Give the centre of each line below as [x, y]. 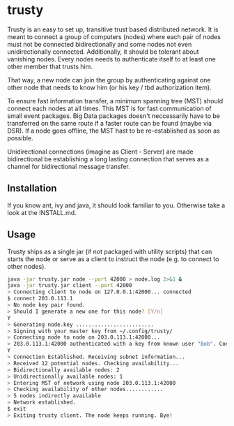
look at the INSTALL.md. [42, 212]
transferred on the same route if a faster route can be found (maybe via [110, 123]
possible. [20, 138]
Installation [32, 188]
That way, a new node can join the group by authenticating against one [109, 80]
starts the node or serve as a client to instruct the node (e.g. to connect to [113, 259]
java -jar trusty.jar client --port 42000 [70, 286]
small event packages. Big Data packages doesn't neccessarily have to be [114, 116]
